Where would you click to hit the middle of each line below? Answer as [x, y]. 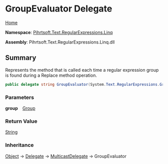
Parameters [19, 97]
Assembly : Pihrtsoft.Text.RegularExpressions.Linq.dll [60, 42]
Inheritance [19, 145]
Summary [21, 58]
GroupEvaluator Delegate [59, 9]
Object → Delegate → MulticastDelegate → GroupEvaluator [66, 156]
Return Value [21, 121]
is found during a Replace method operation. [51, 75]
